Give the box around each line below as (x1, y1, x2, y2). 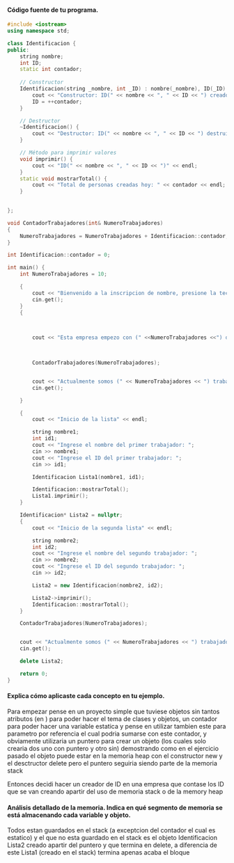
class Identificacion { (7, 40, 77, 47)
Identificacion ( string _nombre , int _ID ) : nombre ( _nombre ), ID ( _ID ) (19, 86, 226, 93)
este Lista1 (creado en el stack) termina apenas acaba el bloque (7, 848, 190, 857)
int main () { (7, 264, 45, 271)
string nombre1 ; (32, 429, 79, 436)
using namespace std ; (7, 28, 70, 35)
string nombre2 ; (32, 537, 79, 544)
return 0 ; (19, 670, 49, 677)
